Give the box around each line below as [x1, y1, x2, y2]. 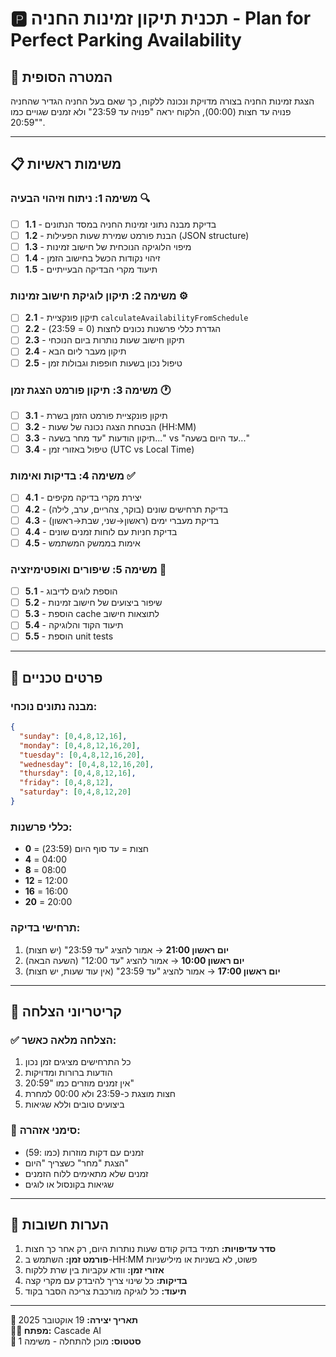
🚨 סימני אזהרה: [10, 1123, 81, 1137]
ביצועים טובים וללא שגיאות [24, 1098, 125, 1111]
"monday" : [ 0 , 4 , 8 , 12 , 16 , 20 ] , [19, 740, 141, 751]
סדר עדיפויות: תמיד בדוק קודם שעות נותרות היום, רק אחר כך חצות [24, 1243, 277, 1255]
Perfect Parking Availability [10, 29, 242, 52]
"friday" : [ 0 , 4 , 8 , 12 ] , [19, 778, 114, 788]
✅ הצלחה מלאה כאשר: [10, 1033, 117, 1047]
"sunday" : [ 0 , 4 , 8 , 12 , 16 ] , [19, 731, 128, 741]
